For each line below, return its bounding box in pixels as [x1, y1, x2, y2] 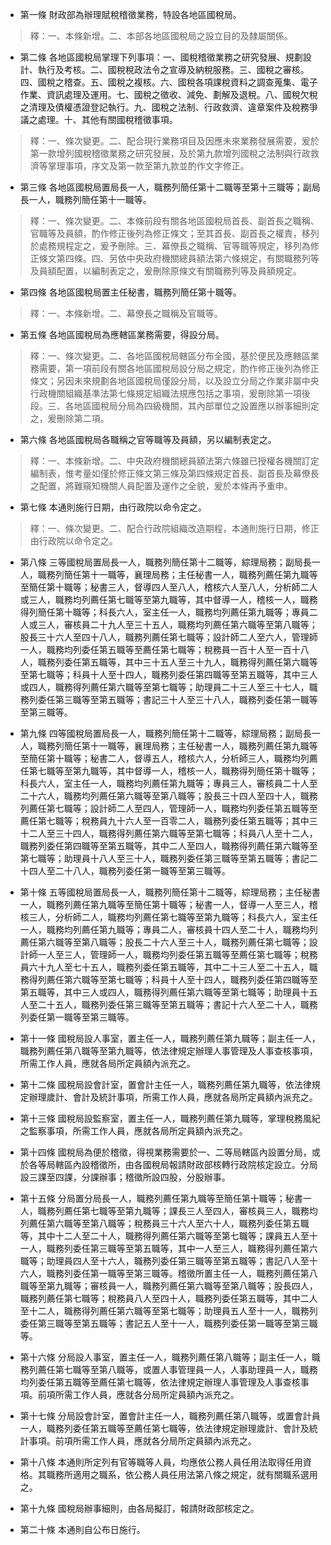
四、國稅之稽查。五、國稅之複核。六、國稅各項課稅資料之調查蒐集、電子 [19, 76, 318, 88]
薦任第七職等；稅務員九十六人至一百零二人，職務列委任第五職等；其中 [19, 815, 310, 827]
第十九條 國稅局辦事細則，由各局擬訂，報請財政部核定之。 [19, 1503, 260, 1514]
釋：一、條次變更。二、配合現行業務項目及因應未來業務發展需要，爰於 [29, 135, 320, 147]
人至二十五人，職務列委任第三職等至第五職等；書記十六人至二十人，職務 [19, 999, 318, 1010]
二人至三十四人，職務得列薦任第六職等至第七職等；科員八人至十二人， [28, 828, 318, 839]
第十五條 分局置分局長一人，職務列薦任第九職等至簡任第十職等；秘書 [19, 1193, 303, 1204]
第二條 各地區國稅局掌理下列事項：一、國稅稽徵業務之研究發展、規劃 [19, 51, 303, 63]
